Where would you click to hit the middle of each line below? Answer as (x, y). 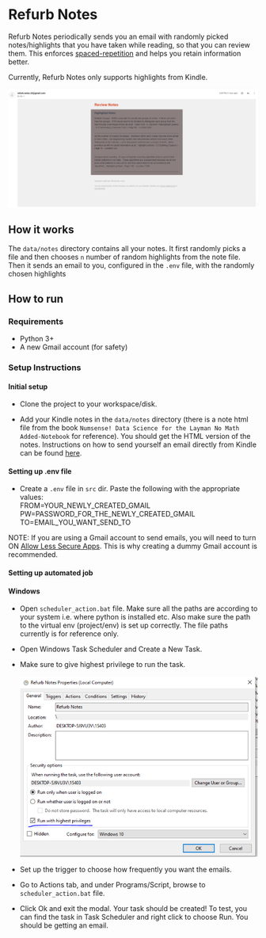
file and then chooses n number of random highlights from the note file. (124, 257)
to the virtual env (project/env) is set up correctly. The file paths (124, 625)
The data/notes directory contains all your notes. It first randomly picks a (127, 249)
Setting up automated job (51, 573)
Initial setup (28, 387)
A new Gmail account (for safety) (74, 347)
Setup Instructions (45, 368)
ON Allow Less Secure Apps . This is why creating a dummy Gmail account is (133, 546)
